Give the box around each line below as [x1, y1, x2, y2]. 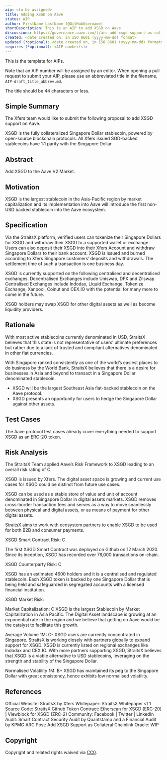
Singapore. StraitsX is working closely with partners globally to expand [5, 637, 150, 643]
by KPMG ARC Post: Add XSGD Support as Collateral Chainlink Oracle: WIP [5, 722, 159, 728]
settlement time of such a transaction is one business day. [5, 261, 124, 267]
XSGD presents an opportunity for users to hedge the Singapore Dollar [12, 395, 158, 401]
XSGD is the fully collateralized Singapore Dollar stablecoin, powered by [5, 130, 153, 136]
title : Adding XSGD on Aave [5, 12, 64, 17]
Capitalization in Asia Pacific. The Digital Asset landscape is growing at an [5, 611, 157, 617]
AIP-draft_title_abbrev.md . [5, 78, 63, 84]
